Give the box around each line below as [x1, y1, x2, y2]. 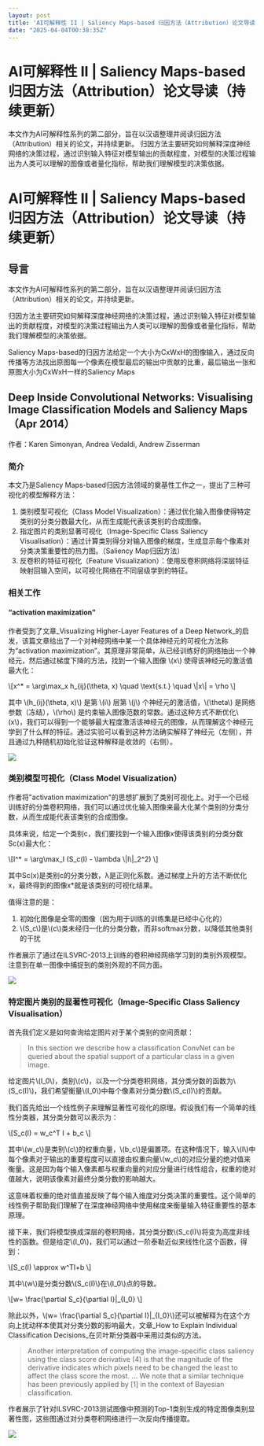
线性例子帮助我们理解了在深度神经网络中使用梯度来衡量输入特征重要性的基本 [8, 1201, 256, 1210]
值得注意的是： [8, 897, 57, 906]
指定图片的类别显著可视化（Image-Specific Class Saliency [19, 526, 208, 536]
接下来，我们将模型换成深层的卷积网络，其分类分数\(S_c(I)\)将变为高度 [8, 1227, 236, 1237]
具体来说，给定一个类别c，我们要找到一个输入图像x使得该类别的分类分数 [8, 828, 244, 838]
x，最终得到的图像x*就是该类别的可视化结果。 [8, 880, 157, 890]
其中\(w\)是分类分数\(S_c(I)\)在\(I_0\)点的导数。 [8, 1279, 161, 1289]
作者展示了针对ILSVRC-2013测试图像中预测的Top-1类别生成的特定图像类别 [8, 1404, 249, 1414]
